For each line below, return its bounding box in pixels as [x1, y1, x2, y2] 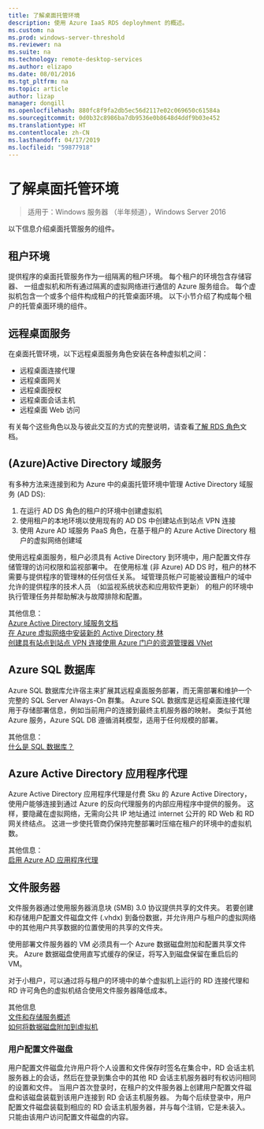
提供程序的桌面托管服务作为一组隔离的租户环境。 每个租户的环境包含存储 [8, 272, 245, 281]
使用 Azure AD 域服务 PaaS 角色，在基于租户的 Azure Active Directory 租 [19, 526, 256, 535]
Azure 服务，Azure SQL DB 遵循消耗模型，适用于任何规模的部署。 [8, 715, 223, 725]
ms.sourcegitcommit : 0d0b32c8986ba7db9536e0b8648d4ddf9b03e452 [8, 114, 221, 122]
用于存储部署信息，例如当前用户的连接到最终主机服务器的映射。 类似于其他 [8, 705, 252, 715]
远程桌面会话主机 [19, 395, 76, 404]
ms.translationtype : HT [8, 121, 87, 129]
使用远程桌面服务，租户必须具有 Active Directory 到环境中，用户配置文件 [8, 552, 244, 562]
